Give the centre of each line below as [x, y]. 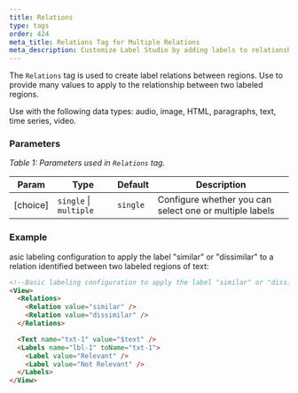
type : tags [29, 26]
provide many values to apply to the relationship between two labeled [136, 85]
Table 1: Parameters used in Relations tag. [87, 163]
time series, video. [43, 121]
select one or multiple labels [216, 211]
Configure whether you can [215, 200]
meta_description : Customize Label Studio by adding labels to [129, 50]
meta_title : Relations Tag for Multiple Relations [105, 42]
